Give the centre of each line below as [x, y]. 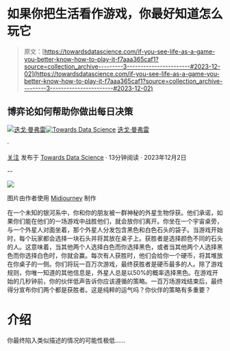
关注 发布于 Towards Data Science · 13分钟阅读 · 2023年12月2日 [97, 157]
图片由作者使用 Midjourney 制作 [52, 198]
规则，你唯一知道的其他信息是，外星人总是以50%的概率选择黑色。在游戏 [110, 272]
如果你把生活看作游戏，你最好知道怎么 [115, 14]
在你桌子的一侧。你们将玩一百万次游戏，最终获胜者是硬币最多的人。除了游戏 [115, 264]
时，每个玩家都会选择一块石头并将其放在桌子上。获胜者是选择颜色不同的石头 [115, 238]
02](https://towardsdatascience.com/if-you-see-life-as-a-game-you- [122, 73]
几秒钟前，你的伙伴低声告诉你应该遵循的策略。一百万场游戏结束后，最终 [121, 281]
